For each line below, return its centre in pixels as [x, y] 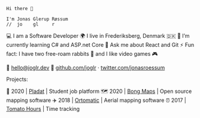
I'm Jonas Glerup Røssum [37, 19]
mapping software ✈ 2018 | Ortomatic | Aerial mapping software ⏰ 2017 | [96, 100]
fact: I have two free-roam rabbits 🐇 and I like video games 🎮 [82, 54]
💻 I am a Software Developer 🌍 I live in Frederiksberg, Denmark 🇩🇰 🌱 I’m [98, 36]
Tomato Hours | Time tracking [43, 109]
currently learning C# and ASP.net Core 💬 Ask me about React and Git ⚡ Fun [100, 45]
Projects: [17, 79]
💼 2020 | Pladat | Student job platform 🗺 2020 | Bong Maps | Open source [99, 91]
